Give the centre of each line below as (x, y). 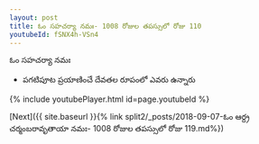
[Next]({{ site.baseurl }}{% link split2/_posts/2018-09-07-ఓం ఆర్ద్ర (129, 117)
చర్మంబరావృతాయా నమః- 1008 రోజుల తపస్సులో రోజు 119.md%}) (116, 129)
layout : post (34, 18)
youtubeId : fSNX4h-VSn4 (54, 34)
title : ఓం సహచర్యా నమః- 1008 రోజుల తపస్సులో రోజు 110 (106, 26)
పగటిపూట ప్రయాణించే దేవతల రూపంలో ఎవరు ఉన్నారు (109, 80)
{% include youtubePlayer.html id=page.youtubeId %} (110, 99)
